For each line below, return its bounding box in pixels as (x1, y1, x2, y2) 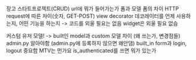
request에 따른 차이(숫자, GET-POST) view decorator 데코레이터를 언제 (6, 12, 175, 19)
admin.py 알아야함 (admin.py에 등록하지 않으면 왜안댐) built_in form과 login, (6, 40, 187, 46)
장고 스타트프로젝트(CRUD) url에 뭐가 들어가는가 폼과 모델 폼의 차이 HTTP (6, 5, 179, 12)
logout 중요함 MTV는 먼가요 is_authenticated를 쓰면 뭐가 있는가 (6, 47, 157, 54)
